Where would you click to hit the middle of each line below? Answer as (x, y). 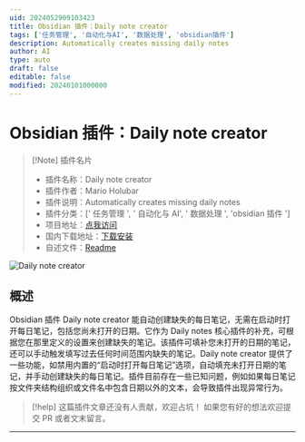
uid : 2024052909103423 (52, 18)
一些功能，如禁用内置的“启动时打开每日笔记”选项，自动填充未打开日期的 (144, 365)
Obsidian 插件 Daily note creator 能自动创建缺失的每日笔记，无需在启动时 (146, 319)
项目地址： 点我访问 (81, 224)
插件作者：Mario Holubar (92, 191)
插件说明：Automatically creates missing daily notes (143, 201)
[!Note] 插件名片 (62, 160)
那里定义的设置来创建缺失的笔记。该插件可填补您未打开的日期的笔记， (164, 342)
